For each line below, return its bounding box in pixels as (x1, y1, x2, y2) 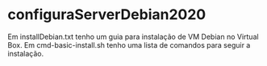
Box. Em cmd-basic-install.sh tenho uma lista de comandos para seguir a (7, 40, 251, 49)
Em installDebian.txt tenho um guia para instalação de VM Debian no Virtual (7, 32, 259, 41)
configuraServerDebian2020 (7, 6, 207, 24)
